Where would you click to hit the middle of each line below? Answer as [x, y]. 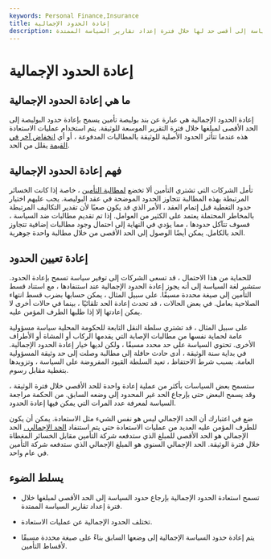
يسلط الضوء [36, 478]
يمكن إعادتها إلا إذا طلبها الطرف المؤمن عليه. [76, 312]
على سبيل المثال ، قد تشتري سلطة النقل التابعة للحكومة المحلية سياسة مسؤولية [129, 327]
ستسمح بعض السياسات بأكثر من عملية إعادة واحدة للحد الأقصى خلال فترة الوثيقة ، [132, 386]
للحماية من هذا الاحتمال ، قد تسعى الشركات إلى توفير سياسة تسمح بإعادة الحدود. [130, 277]
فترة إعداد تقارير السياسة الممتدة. [72, 506]
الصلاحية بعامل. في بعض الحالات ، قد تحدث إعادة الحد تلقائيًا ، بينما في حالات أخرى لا [134, 303]
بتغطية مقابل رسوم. [39, 370]
